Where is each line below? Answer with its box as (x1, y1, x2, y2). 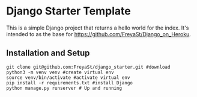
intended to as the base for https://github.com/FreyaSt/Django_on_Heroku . (6, 30, 191, 37)
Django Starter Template (6, 4, 131, 18)
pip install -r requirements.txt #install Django (6, 80, 133, 86)
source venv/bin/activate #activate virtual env (6, 74, 130, 81)
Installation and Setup (6, 48, 90, 58)
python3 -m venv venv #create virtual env (6, 69, 114, 75)
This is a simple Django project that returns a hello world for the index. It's (6, 24, 189, 31)
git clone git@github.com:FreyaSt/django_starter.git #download (6, 64, 171, 70)
